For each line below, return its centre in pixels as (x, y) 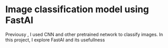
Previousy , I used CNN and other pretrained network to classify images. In (84, 34)
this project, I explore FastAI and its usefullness (55, 40)
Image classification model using (77, 9)
